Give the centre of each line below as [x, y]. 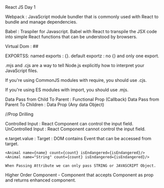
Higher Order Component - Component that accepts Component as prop [79, 175]
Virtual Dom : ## [22, 46]
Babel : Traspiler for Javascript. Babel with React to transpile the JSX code [81, 31]
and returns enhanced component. [41, 180]
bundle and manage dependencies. [41, 22]
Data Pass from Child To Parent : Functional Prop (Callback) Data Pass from [82, 99]
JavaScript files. [22, 71]
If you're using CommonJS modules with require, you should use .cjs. [76, 80]
